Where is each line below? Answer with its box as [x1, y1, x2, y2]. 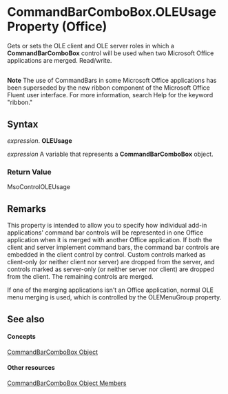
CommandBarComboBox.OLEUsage [7, 4, 217, 20]
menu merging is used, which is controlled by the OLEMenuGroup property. [7, 293, 222, 302]
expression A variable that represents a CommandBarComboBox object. [7, 150, 214, 159]
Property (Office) [7, 19, 107, 35]
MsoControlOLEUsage [7, 183, 71, 191]
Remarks [7, 203, 47, 215]
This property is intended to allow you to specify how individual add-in [7, 221, 207, 230]
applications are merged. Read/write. [7, 56, 112, 64]
